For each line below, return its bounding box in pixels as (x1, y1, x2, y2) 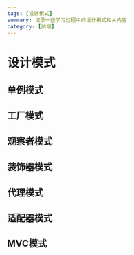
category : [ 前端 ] (7, 23, 55, 30)
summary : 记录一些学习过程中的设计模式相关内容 (7, 17, 127, 23)
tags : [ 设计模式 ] (7, 10, 53, 17)
